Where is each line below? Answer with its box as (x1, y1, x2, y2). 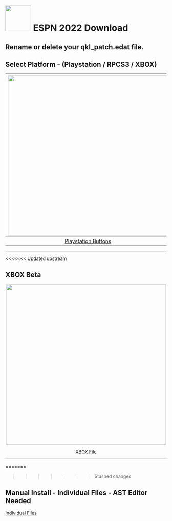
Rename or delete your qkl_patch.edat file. (5, 43, 144, 51)
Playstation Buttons (64, 237, 112, 245)
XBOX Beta (5, 270, 41, 279)
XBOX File (75, 449, 97, 455)
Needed (5, 496, 32, 505)
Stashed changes (94, 473, 132, 479)
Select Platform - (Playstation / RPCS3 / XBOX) (5, 59, 157, 69)
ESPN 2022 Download (33, 22, 128, 34)
